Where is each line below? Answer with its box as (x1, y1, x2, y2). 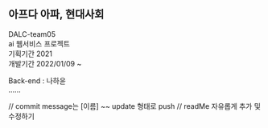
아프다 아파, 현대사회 (8, 7, 105, 22)
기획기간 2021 (8, 49, 53, 58)
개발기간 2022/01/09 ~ (8, 58, 82, 68)
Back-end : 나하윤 (8, 75, 67, 86)
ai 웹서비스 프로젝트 (8, 38, 71, 48)
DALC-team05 (8, 29, 56, 38)
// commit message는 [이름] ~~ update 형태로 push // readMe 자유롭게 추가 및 (8, 101, 262, 110)
